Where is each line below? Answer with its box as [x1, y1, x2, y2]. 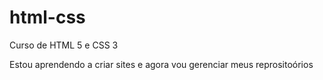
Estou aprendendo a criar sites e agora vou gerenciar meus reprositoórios [9, 58, 314, 70]
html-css [9, 6, 86, 29]
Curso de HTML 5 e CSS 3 [9, 39, 119, 51]
